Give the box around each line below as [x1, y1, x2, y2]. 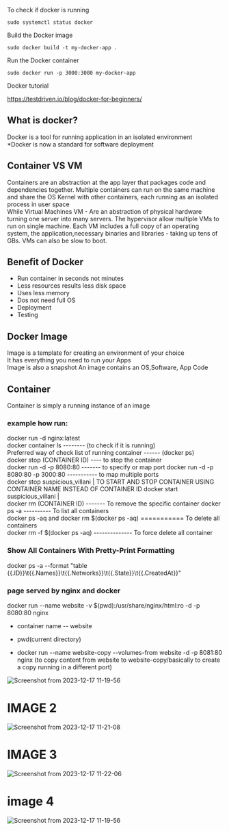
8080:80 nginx [7, 608, 49, 617]
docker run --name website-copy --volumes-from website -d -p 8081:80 [16, 648, 223, 656]
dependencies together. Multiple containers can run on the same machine [7, 185, 215, 194]
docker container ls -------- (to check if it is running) [7, 441, 156, 449]
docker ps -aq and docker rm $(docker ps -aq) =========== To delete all [7, 514, 220, 523]
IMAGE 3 [7, 747, 57, 762]
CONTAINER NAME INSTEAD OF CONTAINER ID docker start [7, 485, 178, 493]
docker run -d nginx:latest [7, 434, 81, 443]
